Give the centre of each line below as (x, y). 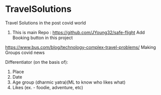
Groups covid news (25, 52)
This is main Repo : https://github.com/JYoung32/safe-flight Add (79, 32)
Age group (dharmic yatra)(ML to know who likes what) (69, 82)
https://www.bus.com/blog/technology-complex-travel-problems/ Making (81, 47)
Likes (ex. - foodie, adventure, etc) (48, 87)
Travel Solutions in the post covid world (45, 23)
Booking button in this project (42, 38)
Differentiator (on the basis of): (37, 62)
